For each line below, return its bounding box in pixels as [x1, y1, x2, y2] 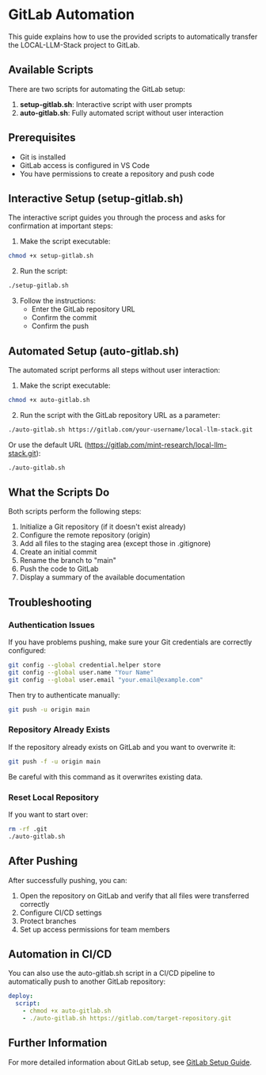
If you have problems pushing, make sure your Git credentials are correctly [8, 637, 253, 647]
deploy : [8, 993, 34, 1000]
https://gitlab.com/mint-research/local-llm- [86, 440, 227, 450]
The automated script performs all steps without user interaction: [8, 365, 220, 374]
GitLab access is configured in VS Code [19, 160, 150, 170]
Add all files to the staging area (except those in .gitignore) [19, 539, 211, 549]
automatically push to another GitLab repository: [8, 977, 166, 986]
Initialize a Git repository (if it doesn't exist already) [19, 522, 186, 532]
